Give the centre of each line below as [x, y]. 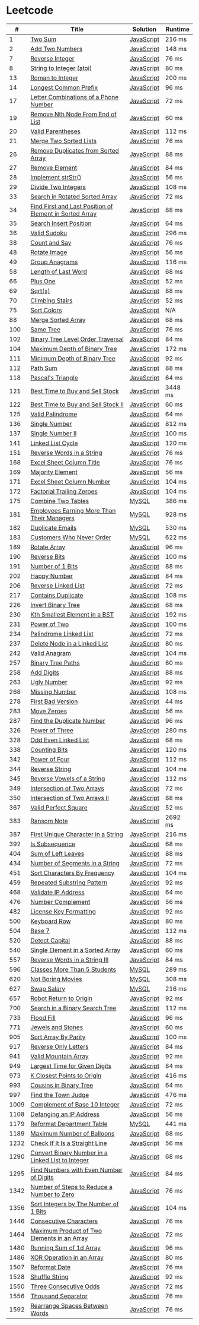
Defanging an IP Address [65, 1114]
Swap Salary [48, 988]
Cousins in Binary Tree [62, 1085]
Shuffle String [50, 1276]
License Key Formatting [63, 911]
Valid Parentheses [56, 131]
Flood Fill [43, 1017]
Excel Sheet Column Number [70, 482]
